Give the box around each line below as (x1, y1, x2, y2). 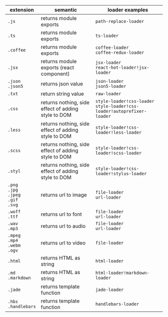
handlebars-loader (95, 302, 139, 307)
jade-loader (95, 287, 124, 293)
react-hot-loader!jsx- (95, 65, 149, 70)
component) (40, 70, 70, 77)
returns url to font (40, 211, 82, 218)
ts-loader (95, 33, 119, 38)
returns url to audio (40, 223, 86, 229)
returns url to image (40, 192, 87, 198)
